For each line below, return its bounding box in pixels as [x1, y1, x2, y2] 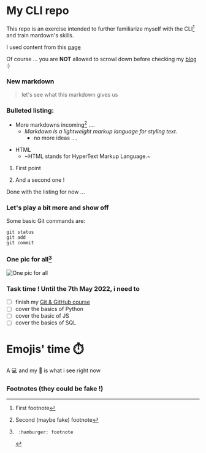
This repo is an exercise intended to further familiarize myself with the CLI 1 [6, 24, 195, 32]
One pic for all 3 [6, 254, 52, 264]
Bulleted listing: [6, 106, 54, 114]
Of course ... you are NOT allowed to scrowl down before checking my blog [6, 55, 197, 62]
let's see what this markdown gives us [21, 91, 118, 98]
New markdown [6, 77, 55, 86]
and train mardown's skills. [6, 31, 74, 39]
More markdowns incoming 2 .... [15, 120, 95, 129]
